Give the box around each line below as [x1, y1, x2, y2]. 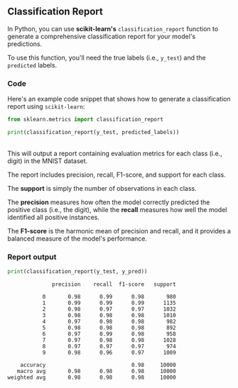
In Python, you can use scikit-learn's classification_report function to [7, 24, 219, 33]
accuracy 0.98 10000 [20, 362, 176, 369]
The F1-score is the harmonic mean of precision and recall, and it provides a [7, 226, 231, 235]
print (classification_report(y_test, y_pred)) [7, 268, 148, 275]
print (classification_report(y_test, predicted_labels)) [7, 128, 180, 135]
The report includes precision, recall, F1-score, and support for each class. [7, 170, 226, 179]
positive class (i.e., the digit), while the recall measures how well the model [7, 205, 227, 214]
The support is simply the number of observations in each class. [7, 184, 197, 192]
